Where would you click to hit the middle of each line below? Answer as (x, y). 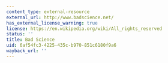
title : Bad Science (31, 40)
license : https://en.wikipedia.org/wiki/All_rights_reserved (84, 28)
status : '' (20, 34)
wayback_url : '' (26, 51)
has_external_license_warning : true (52, 23)
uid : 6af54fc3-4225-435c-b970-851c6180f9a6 (61, 46)
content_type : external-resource (48, 12)
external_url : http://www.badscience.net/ (60, 17)
